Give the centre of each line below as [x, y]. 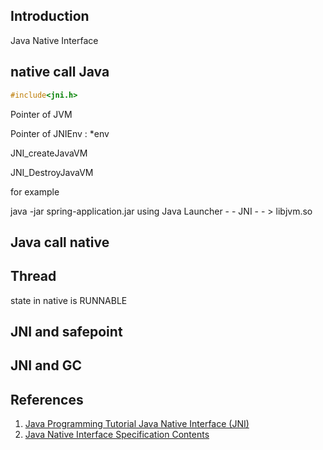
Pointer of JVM [41, 114]
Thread [33, 276]
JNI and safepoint [66, 332]
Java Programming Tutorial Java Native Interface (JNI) [137, 424]
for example [35, 191]
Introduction [50, 16]
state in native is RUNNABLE [69, 300]
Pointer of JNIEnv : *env [60, 133]
